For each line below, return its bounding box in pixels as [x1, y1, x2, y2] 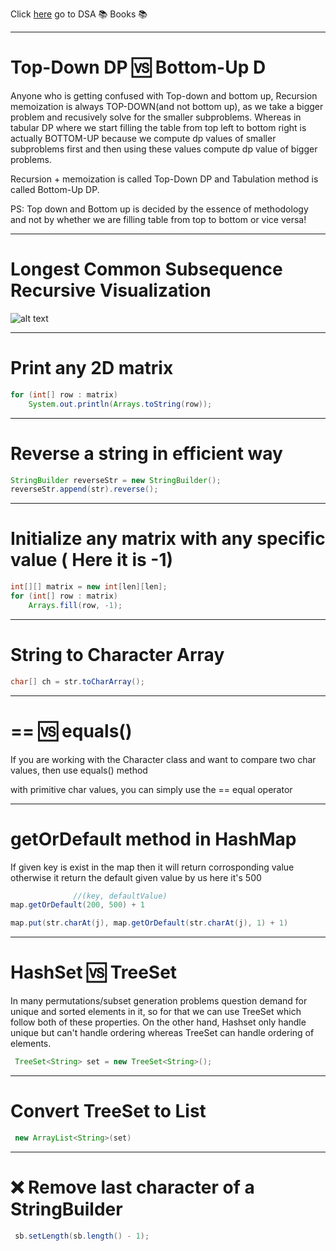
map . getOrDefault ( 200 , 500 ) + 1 [10, 900, 145, 910]
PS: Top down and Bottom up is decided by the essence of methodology [10, 203, 309, 215]
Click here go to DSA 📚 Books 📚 [10, 8, 148, 20]
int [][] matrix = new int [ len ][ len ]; [10, 582, 168, 592]
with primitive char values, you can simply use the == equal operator [10, 783, 293, 795]
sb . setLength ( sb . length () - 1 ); [14, 1231, 150, 1241]
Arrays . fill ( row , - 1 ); [28, 600, 123, 610]
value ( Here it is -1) [10, 549, 174, 572]
